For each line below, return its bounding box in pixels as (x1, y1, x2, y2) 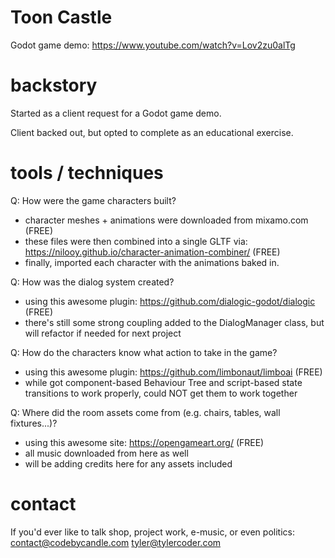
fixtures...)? (10, 417, 58, 429)
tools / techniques (10, 162, 164, 185)
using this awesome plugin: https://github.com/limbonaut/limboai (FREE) (24, 366, 323, 378)
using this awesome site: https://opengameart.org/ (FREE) (24, 436, 265, 448)
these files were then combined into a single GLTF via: (24, 235, 248, 247)
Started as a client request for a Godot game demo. (10, 107, 222, 119)
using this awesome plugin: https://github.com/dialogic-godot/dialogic (24, 295, 316, 307)
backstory (10, 74, 98, 97)
